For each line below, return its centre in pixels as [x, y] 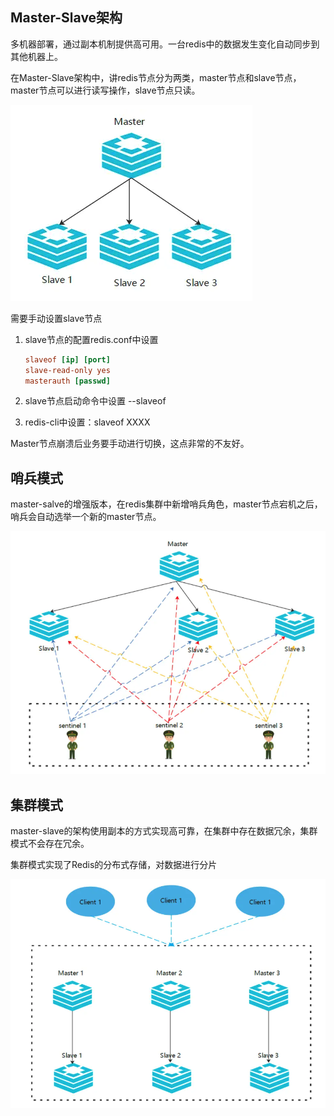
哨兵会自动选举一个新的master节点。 [86, 517]
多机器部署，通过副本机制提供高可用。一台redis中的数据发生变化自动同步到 [165, 44]
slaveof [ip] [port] [67, 359]
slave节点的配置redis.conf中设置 [91, 339]
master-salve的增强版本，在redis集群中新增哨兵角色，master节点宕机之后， [166, 504]
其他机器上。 [36, 56]
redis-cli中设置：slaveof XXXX [87, 422]
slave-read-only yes [67, 370]
